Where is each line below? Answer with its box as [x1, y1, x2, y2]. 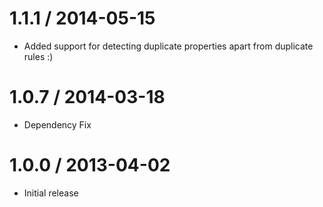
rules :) [23, 50, 54, 62]
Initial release [23, 187, 79, 199]
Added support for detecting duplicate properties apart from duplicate [23, 40, 314, 52]
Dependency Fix [23, 118, 92, 131]
